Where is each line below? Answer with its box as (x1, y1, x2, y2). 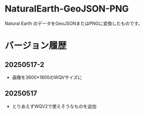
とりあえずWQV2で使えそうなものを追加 (12, 103, 97, 109)
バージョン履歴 (5, 40, 67, 51)
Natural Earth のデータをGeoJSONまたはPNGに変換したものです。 (5, 20, 143, 26)
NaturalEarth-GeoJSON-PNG (5, 3, 129, 15)
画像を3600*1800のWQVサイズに (12, 74, 83, 80)
